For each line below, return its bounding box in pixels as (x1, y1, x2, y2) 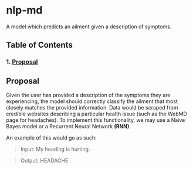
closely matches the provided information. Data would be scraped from (6, 104, 178, 111)
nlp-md (6, 4, 43, 17)
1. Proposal (6, 58, 38, 66)
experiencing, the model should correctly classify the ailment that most (6, 98, 178, 105)
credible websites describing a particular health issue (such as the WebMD (6, 110, 188, 118)
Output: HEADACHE (20, 157, 69, 164)
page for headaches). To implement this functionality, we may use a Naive (6, 117, 185, 124)
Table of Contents (6, 40, 73, 50)
